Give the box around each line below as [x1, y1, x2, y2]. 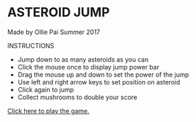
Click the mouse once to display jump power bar [17, 62, 160, 71]
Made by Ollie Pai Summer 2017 [7, 28, 101, 36]
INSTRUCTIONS [7, 41, 55, 50]
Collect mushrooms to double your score [17, 93, 138, 101]
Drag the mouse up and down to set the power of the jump [17, 70, 190, 79]
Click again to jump [17, 85, 75, 94]
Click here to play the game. [7, 106, 90, 115]
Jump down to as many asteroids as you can [17, 55, 149, 64]
